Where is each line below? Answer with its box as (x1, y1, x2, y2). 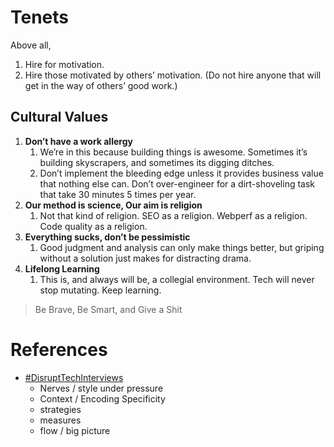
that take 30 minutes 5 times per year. (39, 188, 197, 200)
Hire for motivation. (24, 58, 105, 70)
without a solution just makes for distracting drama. (39, 252, 252, 264)
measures (39, 414, 82, 426)
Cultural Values (10, 109, 109, 126)
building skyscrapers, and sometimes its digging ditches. (39, 156, 275, 168)
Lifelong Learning (24, 262, 100, 275)
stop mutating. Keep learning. (39, 284, 162, 296)
